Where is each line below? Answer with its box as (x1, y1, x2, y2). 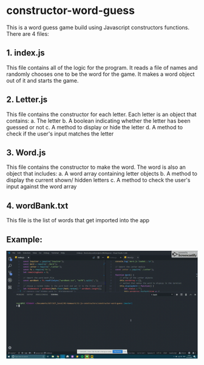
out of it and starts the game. (6, 77, 79, 84)
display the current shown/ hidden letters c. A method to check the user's (6, 177, 191, 184)
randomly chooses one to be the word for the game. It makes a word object (6, 70, 195, 78)
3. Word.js (6, 147, 46, 158)
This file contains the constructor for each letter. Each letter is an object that (6, 111, 197, 118)
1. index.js (6, 48, 46, 58)
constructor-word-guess (6, 4, 135, 18)
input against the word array (6, 183, 77, 190)
